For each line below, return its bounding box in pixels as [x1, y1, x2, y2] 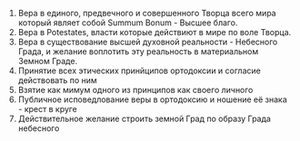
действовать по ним [17, 75, 97, 85]
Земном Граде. [17, 56, 78, 66]
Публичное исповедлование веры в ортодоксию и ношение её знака [17, 94, 288, 105]
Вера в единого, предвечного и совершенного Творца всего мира [17, 8, 276, 18]
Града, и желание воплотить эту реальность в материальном [17, 46, 259, 57]
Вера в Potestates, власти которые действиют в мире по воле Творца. [17, 27, 292, 37]
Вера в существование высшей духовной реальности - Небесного [17, 36, 278, 47]
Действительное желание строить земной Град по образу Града [17, 113, 271, 124]
